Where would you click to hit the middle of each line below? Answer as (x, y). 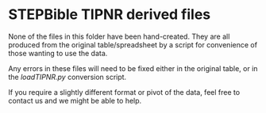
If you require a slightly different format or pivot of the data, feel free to (124, 92)
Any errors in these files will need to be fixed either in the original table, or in (133, 68)
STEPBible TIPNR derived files (110, 15)
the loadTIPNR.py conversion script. (67, 77)
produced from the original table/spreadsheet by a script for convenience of (133, 44)
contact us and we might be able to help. (75, 100)
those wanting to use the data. (58, 53)
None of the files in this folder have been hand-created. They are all (119, 36)
